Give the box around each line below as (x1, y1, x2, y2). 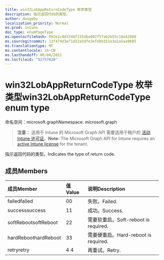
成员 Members (5, 167, 48, 175)
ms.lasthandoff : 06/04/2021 (5, 52, 62, 58)
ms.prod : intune (5, 25, 38, 30)
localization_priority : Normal (5, 20, 69, 26)
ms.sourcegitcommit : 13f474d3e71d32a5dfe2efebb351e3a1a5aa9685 (5, 39, 137, 44)
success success (7, 207, 46, 214)
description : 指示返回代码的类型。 (5, 12, 70, 17)
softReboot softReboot (7, 219, 58, 226)
